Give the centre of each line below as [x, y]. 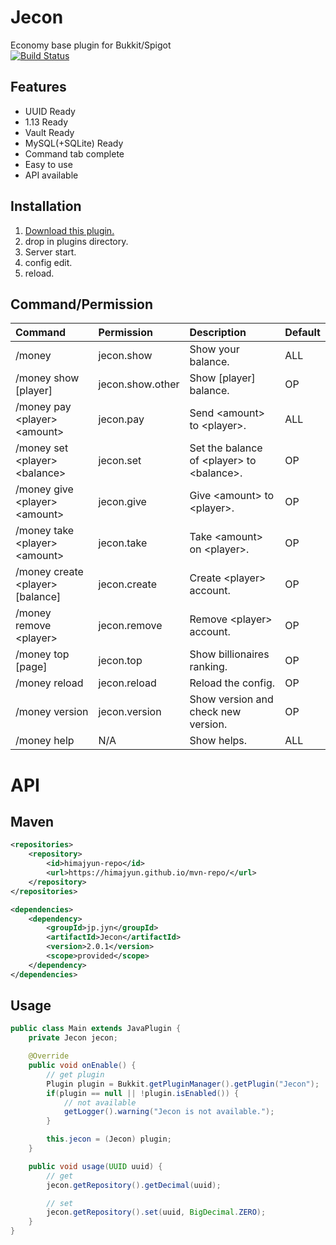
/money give [44, 489]
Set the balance [226, 448]
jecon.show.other [139, 384]
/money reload [49, 683]
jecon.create [128, 584]
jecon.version [130, 712]
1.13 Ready [46, 122]
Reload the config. [232, 683]
